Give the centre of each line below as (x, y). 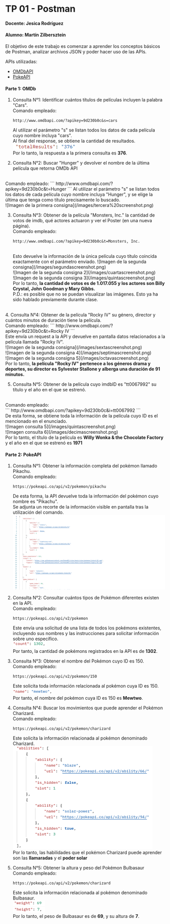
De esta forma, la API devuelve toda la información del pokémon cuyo (86, 496)
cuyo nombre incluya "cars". (42, 136)
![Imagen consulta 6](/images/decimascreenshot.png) (62, 432)
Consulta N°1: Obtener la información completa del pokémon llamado (85, 466)
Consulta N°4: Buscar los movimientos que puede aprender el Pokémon (88, 708)
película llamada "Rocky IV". (35, 342)
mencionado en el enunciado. (36, 421)
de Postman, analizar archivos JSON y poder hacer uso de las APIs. (76, 51)
